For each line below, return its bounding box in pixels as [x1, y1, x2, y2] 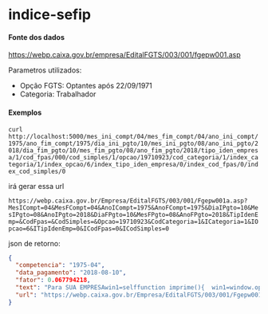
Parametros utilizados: [8, 65, 82, 75]
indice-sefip [8, 6, 92, 24]
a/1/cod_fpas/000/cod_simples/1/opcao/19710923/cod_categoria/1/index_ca [8, 153, 259, 161]
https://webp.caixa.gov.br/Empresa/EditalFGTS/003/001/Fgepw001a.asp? [8, 197, 248, 205]
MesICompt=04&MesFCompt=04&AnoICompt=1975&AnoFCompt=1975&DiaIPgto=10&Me [8, 203, 259, 212]
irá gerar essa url [8, 181, 65, 190]
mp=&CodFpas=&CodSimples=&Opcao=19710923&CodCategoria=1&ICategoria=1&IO [8, 218, 259, 226]
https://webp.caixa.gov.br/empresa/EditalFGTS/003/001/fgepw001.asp [8, 50, 241, 60]
